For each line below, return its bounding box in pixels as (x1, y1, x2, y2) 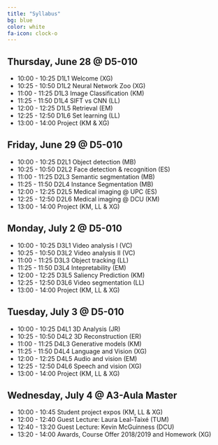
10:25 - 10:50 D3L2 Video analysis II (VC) (17, 248, 136, 257)
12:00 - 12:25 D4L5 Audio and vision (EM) (17, 354, 138, 362)
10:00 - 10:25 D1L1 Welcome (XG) (17, 74, 113, 83)
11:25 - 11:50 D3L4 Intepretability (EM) (17, 263, 127, 271)
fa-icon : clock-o (7, 29, 58, 37)
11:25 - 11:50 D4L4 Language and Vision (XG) (17, 347, 147, 355)
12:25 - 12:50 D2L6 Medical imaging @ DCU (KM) (17, 195, 160, 203)
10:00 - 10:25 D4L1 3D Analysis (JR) (17, 325, 121, 333)
